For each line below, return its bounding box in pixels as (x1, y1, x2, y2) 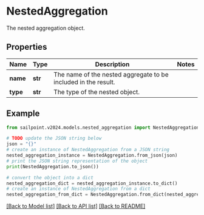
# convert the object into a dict (6, 174, 94, 180)
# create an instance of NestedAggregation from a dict (6, 186, 151, 192)
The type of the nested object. (53, 87, 140, 96)
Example (6, 108, 40, 119)
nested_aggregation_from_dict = (6, 191, 88, 198)
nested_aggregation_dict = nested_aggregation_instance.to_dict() (6, 180, 178, 186)
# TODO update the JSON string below (6, 135, 102, 142)
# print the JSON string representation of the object (6, 158, 148, 164)
